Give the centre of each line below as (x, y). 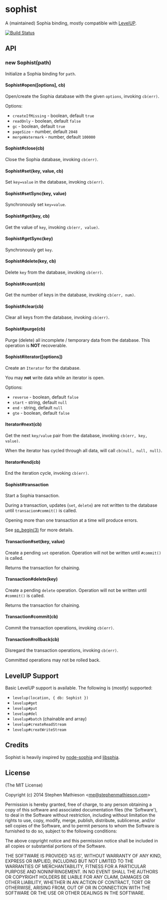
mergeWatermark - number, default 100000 (54, 137)
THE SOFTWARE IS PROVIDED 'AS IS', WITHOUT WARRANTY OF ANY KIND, (83, 855)
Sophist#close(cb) (25, 148)
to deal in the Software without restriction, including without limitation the (80, 815)
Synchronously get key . (29, 250)
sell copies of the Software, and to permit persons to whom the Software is (82, 825)
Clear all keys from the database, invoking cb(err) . (57, 317)
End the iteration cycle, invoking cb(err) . (47, 473)
